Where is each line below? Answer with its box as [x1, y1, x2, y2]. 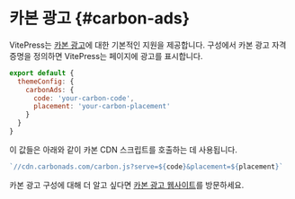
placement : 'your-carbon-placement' [32, 102, 171, 111]
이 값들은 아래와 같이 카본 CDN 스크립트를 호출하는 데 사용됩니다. [9, 144, 238, 155]
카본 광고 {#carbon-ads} [9, 8, 191, 29]
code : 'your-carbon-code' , [32, 93, 135, 103]
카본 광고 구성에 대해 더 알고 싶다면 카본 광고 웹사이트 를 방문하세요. [9, 179, 245, 190]
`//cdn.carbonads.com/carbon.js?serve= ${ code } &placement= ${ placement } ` [9, 162, 283, 171]
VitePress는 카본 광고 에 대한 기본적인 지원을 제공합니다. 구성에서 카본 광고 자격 [9, 39, 287, 50]
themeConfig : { [17, 77, 75, 86]
